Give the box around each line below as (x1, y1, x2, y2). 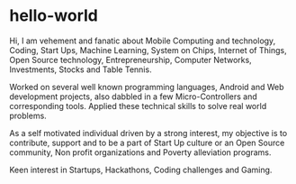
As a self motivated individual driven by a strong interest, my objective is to (9, 127, 288, 138)
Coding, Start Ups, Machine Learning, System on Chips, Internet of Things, (9, 44, 287, 55)
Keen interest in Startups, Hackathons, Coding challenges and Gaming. (9, 164, 273, 175)
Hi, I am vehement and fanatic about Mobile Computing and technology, (9, 35, 276, 46)
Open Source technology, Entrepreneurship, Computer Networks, (9, 54, 252, 65)
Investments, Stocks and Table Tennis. (9, 64, 152, 75)
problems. (9, 110, 47, 121)
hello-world (9, 5, 99, 26)
